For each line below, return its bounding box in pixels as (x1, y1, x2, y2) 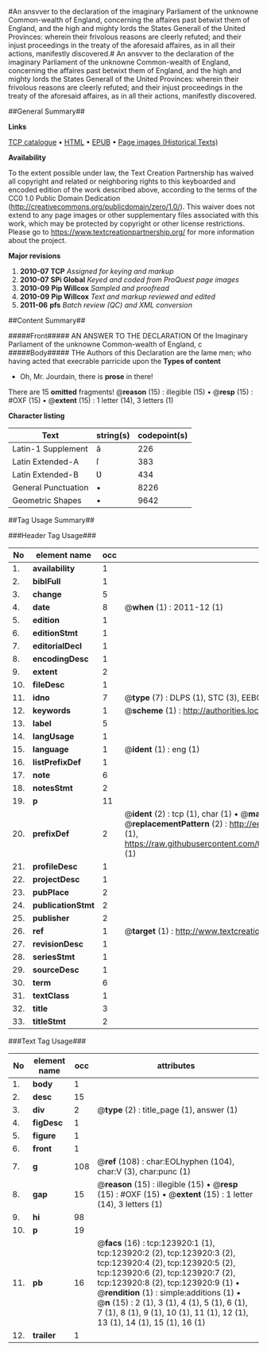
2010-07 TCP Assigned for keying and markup (19, 266, 174, 276)
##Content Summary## (8, 315, 86, 325)
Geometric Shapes (12, 495, 82, 505)
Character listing (8, 411, 65, 420)
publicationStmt (33, 900, 95, 911)
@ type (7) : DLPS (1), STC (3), (124, 692, 240, 703)
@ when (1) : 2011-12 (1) (124, 602, 224, 613)
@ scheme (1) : (124, 705, 181, 716)
